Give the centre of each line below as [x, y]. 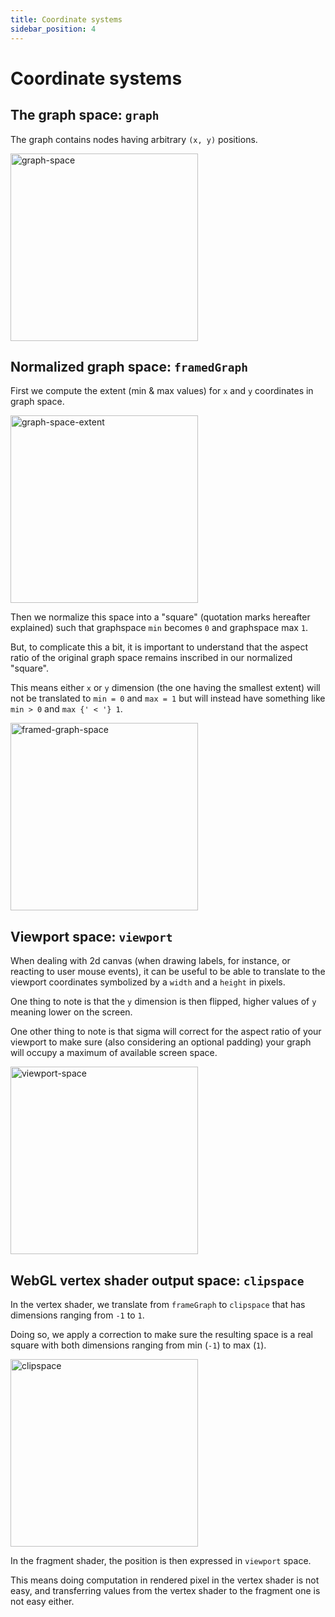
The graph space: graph [85, 115]
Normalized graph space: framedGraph [129, 366]
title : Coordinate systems [66, 19]
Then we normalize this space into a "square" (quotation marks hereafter [160, 617]
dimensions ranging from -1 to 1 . [77, 1315]
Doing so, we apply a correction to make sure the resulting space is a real [161, 1334]
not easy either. [42, 1601]
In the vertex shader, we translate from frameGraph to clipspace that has [158, 1304]
